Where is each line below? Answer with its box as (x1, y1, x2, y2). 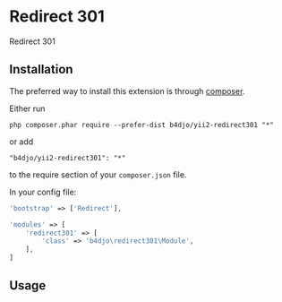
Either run (9, 103, 46, 114)
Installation (9, 62, 73, 77)
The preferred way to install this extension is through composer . (9, 85, 245, 96)
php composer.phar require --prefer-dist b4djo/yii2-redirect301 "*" (9, 120, 275, 129)
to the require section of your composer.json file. (9, 168, 187, 180)
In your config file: (9, 186, 77, 197)
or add (9, 136, 34, 147)
